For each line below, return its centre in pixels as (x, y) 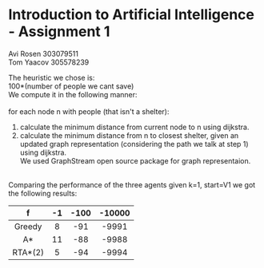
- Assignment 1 (59, 32)
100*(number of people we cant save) (71, 86)
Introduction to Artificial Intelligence (131, 15)
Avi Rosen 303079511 (43, 53)
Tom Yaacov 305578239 (49, 62)
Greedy (28, 227)
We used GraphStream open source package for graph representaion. (135, 160)
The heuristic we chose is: (52, 77)
